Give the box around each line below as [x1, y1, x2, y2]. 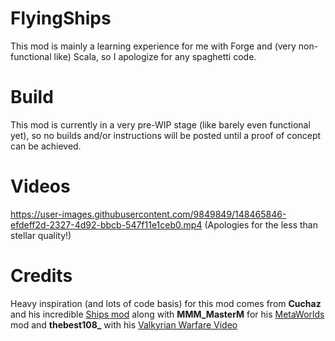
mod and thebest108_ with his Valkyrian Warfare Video [10, 318, 238, 331]
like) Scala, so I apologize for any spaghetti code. [53, 50, 257, 62]
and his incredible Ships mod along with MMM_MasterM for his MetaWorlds [10, 308, 325, 320]
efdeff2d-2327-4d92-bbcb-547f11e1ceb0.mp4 [10, 218, 203, 231]
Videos [10, 175, 71, 198]
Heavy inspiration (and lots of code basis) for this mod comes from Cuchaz [10, 297, 322, 309]
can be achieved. [10, 140, 82, 152]
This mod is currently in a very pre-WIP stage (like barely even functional [10, 118, 311, 131]
